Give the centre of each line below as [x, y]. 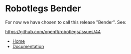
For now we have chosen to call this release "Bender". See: [66, 22]
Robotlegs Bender [43, 9]
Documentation [28, 46]
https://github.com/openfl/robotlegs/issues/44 [53, 31]
